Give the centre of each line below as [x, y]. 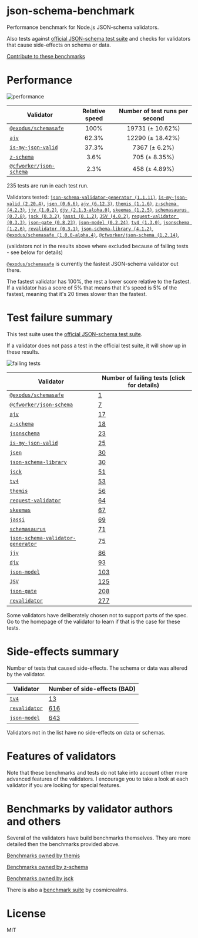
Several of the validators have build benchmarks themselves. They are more [99, 838]
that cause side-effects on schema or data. [59, 45]
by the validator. [26, 674]
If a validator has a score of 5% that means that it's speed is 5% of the [92, 288]
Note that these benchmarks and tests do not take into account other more [97, 772]
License [26, 914]
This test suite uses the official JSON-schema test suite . [75, 334]
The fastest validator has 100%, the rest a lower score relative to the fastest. [99, 281]
